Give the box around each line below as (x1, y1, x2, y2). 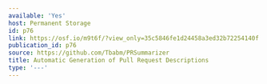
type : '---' (8, 64, 48, 72)
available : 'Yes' (8, 11, 66, 20)
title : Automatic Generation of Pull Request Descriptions (8, 57, 209, 65)
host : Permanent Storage (8, 19, 91, 27)
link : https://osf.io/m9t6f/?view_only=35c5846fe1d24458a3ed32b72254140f (8, 34, 260, 42)
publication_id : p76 (8, 42, 78, 50)
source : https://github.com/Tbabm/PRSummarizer (8, 49, 170, 57)
